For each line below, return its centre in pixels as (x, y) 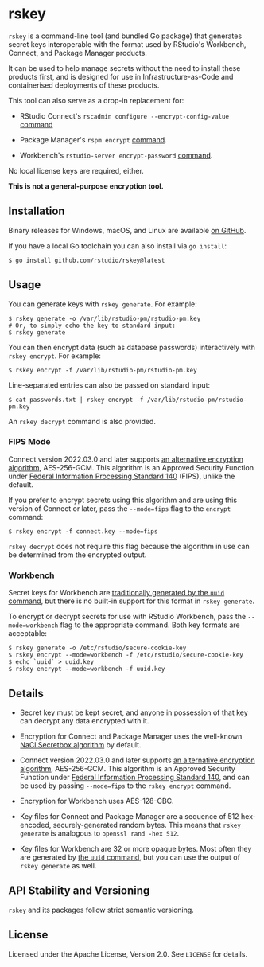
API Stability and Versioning (79, 891)
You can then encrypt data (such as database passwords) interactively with (132, 347)
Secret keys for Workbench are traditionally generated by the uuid (116, 593)
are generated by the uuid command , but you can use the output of (130, 857)
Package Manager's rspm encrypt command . (93, 139)
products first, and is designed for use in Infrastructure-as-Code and (121, 76)
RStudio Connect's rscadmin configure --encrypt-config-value (124, 115)
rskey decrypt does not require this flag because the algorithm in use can (129, 546)
